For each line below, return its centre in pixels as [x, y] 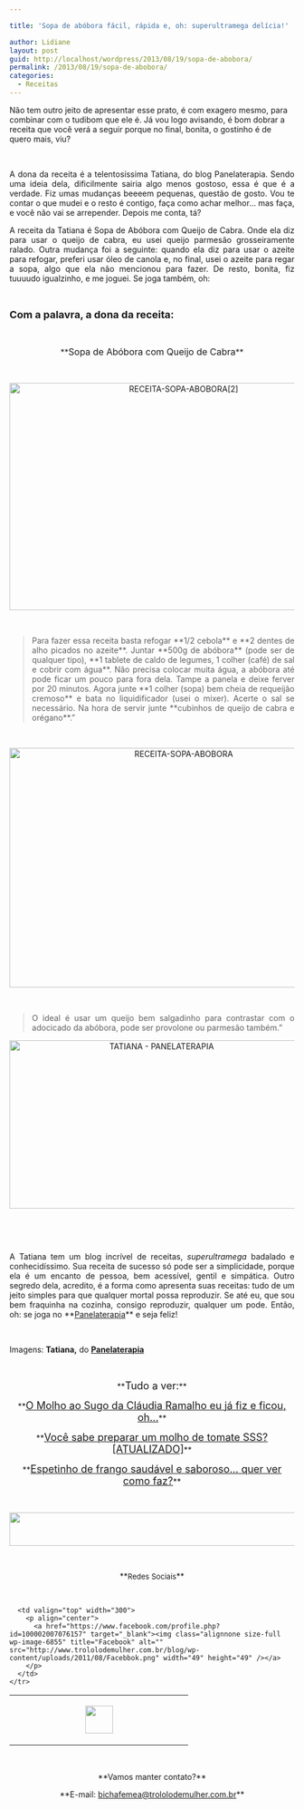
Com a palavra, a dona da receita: [92, 314]
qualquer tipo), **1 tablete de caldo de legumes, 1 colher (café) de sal [163, 659]
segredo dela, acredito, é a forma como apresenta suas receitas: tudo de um [152, 1285]
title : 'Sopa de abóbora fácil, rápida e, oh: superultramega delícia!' [149, 25]
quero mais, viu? [40, 139]
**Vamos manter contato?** [152, 1776]
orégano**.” [53, 717]
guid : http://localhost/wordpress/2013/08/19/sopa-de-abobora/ [131, 59]
